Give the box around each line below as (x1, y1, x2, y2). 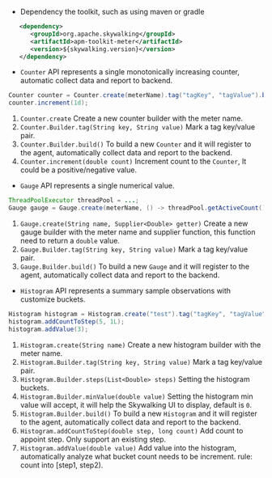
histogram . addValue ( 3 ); (8, 325, 89, 333)
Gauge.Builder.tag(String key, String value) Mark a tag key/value (19, 244, 249, 254)
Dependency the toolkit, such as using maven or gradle (19, 7, 205, 16)
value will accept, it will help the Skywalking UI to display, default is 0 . (19, 400, 253, 409)
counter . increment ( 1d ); (8, 99, 89, 108)
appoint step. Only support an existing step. (19, 434, 167, 444)
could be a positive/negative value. (19, 165, 138, 175)
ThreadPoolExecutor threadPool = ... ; (8, 197, 139, 205)
